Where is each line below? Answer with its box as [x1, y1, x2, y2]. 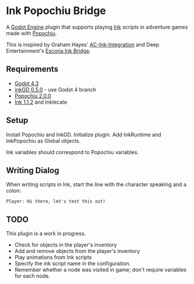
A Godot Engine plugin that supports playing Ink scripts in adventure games [6, 23, 188, 30]
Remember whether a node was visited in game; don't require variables [14, 266, 187, 273]
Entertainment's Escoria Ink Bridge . [6, 47, 91, 54]
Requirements [6, 64, 58, 74]
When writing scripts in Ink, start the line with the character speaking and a [6, 181, 187, 188]
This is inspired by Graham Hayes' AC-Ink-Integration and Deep [6, 41, 160, 48]
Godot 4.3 [14, 80, 39, 87]
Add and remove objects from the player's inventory [14, 248, 140, 255]
